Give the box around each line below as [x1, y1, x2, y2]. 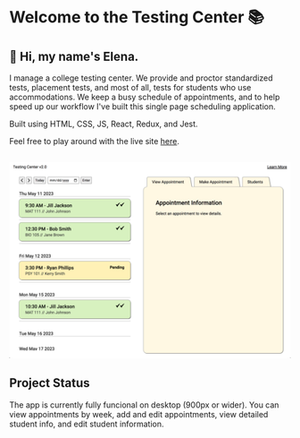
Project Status [9, 375, 91, 391]
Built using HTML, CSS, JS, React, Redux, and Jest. [9, 118, 198, 129]
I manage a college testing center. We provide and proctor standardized [9, 73, 274, 83]
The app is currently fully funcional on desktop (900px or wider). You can [9, 399, 279, 410]
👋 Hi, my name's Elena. [9, 48, 139, 64]
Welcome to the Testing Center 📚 [9, 7, 265, 28]
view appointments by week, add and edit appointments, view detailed [9, 408, 269, 419]
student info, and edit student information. [9, 418, 164, 429]
